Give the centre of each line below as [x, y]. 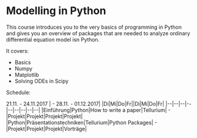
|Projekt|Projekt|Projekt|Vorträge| [46, 129]
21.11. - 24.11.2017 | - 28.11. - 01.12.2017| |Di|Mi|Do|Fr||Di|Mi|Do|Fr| [85, 103]
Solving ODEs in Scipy [41, 81]
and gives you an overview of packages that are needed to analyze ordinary [98, 33]
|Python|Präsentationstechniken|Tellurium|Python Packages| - [82, 122]
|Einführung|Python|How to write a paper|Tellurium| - [106, 110]
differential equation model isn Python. [53, 39]
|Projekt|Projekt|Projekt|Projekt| [45, 116]
